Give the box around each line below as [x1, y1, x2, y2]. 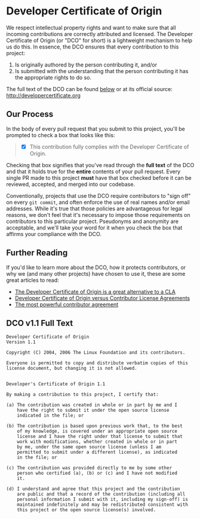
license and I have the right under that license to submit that [17, 433, 183, 440]
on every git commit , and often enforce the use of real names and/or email [6, 198, 190, 206]
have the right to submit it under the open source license [17, 408, 170, 414]
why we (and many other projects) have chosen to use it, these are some [6, 270, 186, 277]
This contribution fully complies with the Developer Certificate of [29, 143, 189, 150]
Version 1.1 [6, 339, 36, 345]
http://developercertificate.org [6, 92, 81, 99]
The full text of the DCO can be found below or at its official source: [6, 85, 173, 92]
